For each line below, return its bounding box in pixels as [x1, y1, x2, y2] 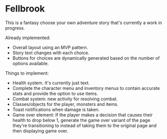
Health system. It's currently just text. [12, 80, 90, 86]
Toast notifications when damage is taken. [12, 106, 100, 112]
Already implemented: [5, 35, 51, 41]
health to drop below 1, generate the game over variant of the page [12, 117, 150, 123]
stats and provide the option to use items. [12, 90, 98, 96]
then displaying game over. [12, 127, 68, 133]
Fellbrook [5, 3, 45, 15]
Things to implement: [5, 70, 49, 76]
